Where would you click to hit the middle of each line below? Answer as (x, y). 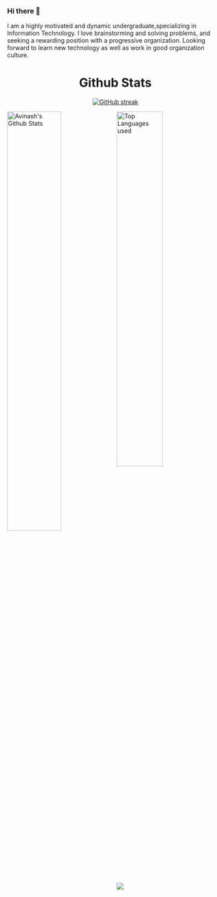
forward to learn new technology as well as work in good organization (106, 48)
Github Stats (115, 83)
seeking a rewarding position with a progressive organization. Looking (106, 41)
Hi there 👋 (24, 11)
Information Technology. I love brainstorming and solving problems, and (109, 33)
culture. (18, 55)
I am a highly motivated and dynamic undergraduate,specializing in (102, 26)
